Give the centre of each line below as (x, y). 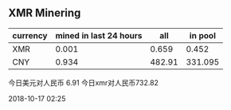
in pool (203, 35)
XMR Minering (45, 13)
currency (30, 35)
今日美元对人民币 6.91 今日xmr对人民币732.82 (84, 82)
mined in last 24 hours (99, 35)
